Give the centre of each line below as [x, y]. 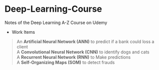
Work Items [23, 32]
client [22, 47]
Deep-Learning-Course [53, 9]
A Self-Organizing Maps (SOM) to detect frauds [66, 62]
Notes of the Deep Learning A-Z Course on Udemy [56, 23]
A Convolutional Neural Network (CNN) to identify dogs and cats [83, 52]
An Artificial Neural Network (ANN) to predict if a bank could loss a [85, 41]
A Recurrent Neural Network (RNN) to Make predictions [74, 57]
